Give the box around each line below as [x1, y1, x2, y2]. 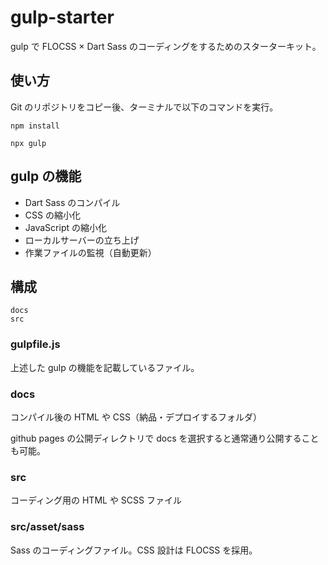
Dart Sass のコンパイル [24, 196, 121, 208]
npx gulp [10, 138, 47, 148]
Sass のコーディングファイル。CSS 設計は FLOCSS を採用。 [10, 544, 258, 556]
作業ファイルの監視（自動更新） [24, 246, 157, 258]
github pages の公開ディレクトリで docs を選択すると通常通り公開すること [10, 432, 320, 444]
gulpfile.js [10, 337, 61, 351]
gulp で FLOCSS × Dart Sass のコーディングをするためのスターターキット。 [10, 40, 322, 52]
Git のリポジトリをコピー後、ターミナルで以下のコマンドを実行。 [10, 101, 279, 113]
